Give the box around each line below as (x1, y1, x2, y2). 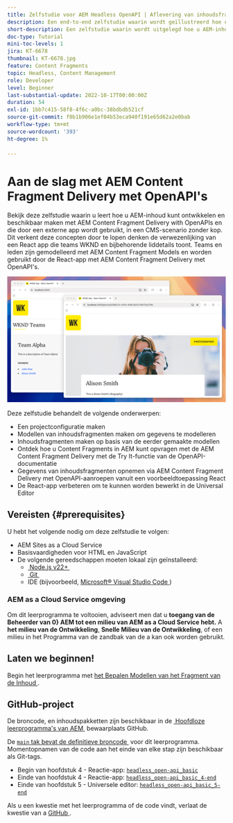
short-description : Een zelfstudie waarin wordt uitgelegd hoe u (7, 26, 200, 33)
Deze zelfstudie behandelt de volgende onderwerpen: (7, 409, 162, 417)
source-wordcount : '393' (7, 128, 79, 135)
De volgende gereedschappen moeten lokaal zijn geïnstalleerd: (17, 555, 198, 564)
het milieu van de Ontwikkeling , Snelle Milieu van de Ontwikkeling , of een (7, 625, 223, 634)
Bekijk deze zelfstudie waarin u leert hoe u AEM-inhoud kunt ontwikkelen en (7, 211, 225, 220)
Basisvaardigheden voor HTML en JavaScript (17, 548, 147, 556)
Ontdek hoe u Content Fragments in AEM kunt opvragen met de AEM (17, 444, 214, 453)
